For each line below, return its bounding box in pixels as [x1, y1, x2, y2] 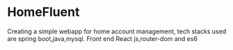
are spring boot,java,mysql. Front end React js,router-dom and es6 [7, 34, 198, 42]
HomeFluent [7, 4, 80, 20]
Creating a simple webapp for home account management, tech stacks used [7, 27, 227, 35]
